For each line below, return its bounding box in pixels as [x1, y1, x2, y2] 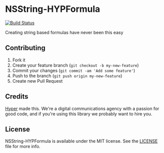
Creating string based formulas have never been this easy [5, 29, 124, 35]
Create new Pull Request [12, 78, 63, 84]
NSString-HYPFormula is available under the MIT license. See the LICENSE [5, 138, 158, 144]
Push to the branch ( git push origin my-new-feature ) [12, 73, 122, 79]
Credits [5, 93, 29, 101]
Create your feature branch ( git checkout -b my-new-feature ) [12, 62, 139, 68]
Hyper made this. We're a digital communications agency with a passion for [5, 105, 160, 111]
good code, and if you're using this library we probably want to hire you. [5, 110, 153, 117]
